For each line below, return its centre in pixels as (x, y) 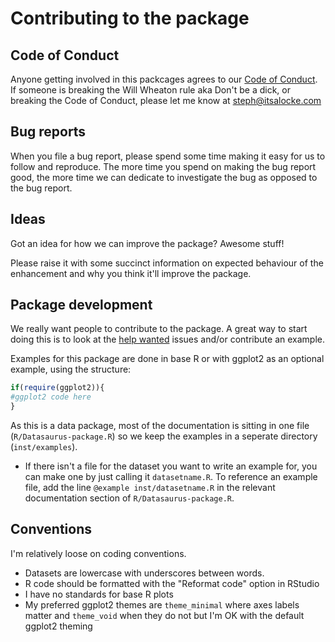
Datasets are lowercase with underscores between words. (144, 573)
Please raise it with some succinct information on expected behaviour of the (167, 263)
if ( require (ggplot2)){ (57, 388)
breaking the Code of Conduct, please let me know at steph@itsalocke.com (166, 100)
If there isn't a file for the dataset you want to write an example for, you (171, 466)
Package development (81, 305)
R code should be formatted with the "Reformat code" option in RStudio (172, 583)
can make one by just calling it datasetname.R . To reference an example (171, 477)
